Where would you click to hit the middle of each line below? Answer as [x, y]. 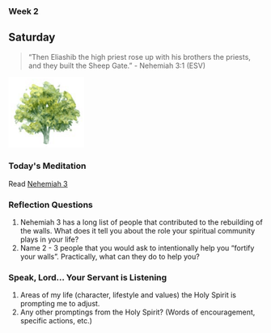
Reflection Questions [51, 204]
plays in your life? [49, 239]
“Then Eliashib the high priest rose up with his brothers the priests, [139, 57]
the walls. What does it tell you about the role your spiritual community [138, 230]
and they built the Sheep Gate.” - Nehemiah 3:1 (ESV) [117, 65]
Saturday [32, 38]
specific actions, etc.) [56, 321]
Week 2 [23, 11]
